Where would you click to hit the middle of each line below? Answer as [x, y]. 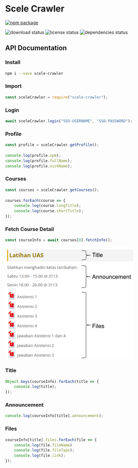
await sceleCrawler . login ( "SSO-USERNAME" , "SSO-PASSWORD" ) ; [69, 121]
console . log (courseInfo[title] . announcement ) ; [54, 416]
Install [13, 62]
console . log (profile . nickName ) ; [39, 166]
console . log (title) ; [35, 387]
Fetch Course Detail [30, 229]
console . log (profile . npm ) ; [33, 155]
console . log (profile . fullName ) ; [39, 161]
